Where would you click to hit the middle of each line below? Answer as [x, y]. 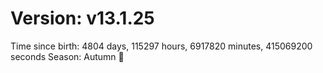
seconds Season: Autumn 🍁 [67, 56]
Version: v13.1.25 [82, 18]
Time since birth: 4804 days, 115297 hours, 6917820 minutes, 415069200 [161, 46]
